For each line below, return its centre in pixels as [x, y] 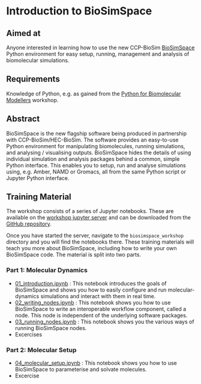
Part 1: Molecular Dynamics [47, 270]
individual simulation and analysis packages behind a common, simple [93, 159]
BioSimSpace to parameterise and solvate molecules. [81, 370]
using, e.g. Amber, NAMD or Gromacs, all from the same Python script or [96, 172]
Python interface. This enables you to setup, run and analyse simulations [96, 165]
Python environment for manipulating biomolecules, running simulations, [96, 146]
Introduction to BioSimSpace [79, 11]
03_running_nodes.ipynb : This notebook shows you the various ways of [104, 322]
